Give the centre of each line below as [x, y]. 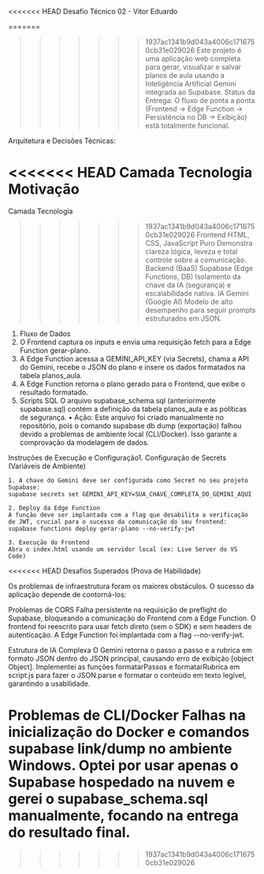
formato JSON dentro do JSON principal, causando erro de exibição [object [131, 658]
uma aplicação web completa [193, 59]
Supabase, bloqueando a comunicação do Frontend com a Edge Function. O [132, 618]
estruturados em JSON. [184, 318]
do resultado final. [69, 833]
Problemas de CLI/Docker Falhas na [127, 715]
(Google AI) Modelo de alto [189, 302]
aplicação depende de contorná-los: [67, 594]
